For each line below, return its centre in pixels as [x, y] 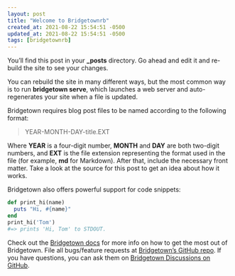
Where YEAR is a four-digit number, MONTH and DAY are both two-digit [114, 145]
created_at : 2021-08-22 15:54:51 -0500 [66, 27]
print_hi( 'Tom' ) [31, 222]
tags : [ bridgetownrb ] [39, 40]
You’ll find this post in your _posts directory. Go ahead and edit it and [109, 60]
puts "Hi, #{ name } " [43, 209]
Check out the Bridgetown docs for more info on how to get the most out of [117, 243]
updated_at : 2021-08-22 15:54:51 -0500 [66, 34]
